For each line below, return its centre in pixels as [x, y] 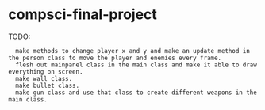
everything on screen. [46, 72]
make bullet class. [48, 85]
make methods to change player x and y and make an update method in [132, 51]
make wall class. [44, 78]
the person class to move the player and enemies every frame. [115, 58]
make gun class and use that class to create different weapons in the [136, 93]
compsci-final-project [83, 15]
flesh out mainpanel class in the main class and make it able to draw [136, 65]
